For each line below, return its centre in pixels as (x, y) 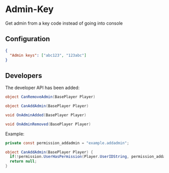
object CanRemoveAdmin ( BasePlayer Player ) (50, 97)
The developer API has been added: (43, 88)
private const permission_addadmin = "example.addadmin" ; (67, 143)
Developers (24, 76)
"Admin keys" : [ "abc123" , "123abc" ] (48, 55)
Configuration (28, 39)
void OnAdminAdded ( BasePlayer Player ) (46, 115)
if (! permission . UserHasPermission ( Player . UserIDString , (69, 157)
